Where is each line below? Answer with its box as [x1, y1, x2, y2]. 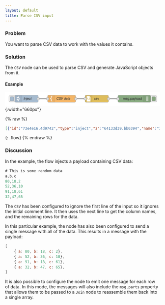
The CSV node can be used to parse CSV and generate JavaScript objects [5, 64, 154, 71]
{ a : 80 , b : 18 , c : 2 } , [14, 249, 63, 254]
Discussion [5, 147, 33, 154]
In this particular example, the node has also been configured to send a [5, 223, 149, 229]
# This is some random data [5, 168, 63, 173]
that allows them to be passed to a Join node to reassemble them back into [5, 289, 158, 295]
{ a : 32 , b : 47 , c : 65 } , [14, 265, 65, 270]
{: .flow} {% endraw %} [5, 135, 53, 141]
